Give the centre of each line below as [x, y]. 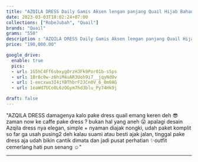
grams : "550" [22, 34]
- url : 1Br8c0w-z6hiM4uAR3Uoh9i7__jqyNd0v [64, 77]
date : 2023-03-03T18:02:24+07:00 [47, 17]
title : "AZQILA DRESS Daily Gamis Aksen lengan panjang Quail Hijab [92, 11]
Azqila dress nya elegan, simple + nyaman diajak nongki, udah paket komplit [99, 128]
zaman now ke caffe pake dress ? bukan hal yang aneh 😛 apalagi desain [95, 121]
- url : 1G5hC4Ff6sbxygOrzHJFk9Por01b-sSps [64, 71]
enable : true [27, 60]
